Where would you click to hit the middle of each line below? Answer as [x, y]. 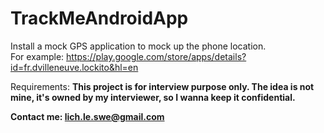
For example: [37, 56]
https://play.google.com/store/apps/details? [156, 56]
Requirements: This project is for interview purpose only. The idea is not [162, 86]
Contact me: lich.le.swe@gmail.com [87, 116]
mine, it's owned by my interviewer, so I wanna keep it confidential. [153, 97]
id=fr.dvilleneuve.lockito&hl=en [74, 67]
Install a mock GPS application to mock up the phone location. [138, 46]
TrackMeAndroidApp [99, 18]
